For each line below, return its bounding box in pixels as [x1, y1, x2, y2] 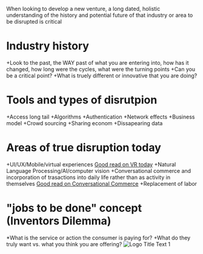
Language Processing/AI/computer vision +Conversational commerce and [6, 167, 191, 174]
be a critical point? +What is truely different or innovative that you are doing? [6, 72, 198, 79]
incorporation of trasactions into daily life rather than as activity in [6, 174, 171, 181]
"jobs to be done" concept [6, 201, 142, 215]
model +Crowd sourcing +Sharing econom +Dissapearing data [6, 119, 163, 126]
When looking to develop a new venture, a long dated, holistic [6, 5, 161, 12]
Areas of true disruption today [6, 141, 162, 155]
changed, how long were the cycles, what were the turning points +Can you [6, 65, 196, 73]
